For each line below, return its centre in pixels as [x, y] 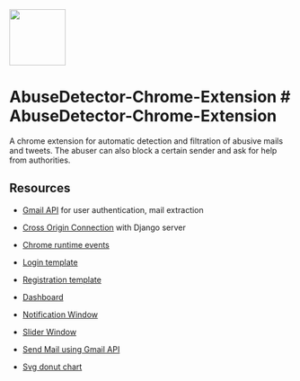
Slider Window [49, 332]
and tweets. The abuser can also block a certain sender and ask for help [143, 150]
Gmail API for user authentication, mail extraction [113, 209]
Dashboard [43, 297]
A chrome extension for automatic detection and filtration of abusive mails [146, 141]
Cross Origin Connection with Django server [104, 227]
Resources [40, 188]
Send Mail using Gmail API [71, 349]
